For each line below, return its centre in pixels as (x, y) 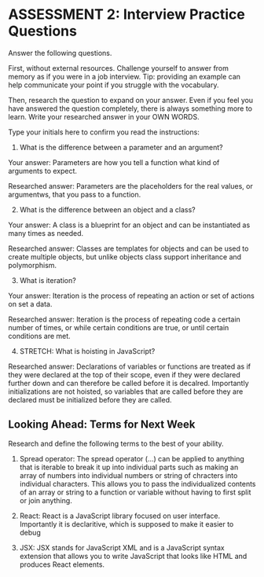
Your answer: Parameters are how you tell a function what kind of (114, 162)
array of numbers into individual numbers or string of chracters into (128, 475)
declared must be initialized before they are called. (90, 399)
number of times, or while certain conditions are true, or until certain (119, 327)
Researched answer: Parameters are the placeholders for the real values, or (130, 186)
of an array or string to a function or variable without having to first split (135, 492)
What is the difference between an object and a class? (108, 209)
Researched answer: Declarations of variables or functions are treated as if (130, 366)
